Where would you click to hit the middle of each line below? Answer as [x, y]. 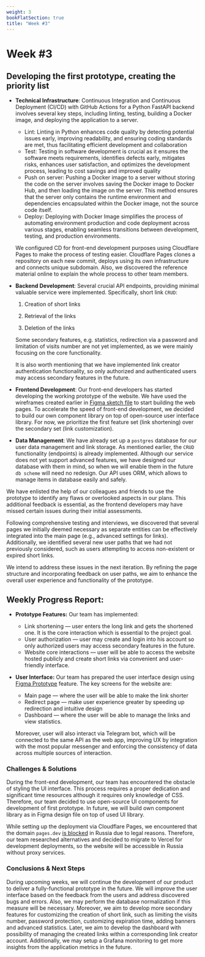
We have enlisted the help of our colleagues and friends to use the [90, 491]
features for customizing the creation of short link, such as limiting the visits [102, 914]
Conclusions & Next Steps [46, 869]
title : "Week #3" [28, 23]
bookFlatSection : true [35, 18]
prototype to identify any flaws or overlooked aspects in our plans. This [96, 498]
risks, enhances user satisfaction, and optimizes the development [107, 165]
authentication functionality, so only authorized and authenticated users [106, 371]
